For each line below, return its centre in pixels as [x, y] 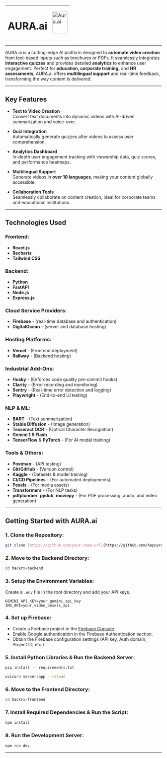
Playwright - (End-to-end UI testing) [50, 395]
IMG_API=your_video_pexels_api [38, 606]
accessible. [24, 182]
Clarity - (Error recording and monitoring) [55, 384]
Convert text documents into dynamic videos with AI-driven [73, 117]
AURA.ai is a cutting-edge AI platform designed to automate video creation [83, 53]
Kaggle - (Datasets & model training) [50, 474]
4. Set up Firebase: [28, 618]
